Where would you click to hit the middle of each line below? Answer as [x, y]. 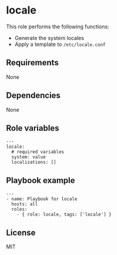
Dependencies [33, 96]
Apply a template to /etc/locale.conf [60, 44]
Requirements [32, 63]
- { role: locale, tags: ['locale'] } [64, 215]
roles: [19, 210]
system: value [29, 157]
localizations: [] [34, 163]
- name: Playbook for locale [42, 199]
